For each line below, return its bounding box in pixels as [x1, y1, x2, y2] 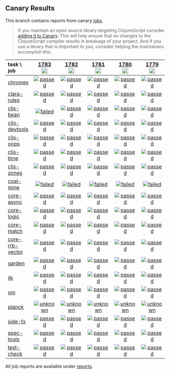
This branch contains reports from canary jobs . [5, 17, 104, 23]
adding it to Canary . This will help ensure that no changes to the [17, 32, 151, 38]
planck [8, 303, 24, 310]
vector [8, 248, 23, 255]
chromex [8, 78, 29, 86]
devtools [8, 126, 29, 133]
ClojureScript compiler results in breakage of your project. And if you [17, 38, 162, 44]
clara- [8, 90, 23, 97]
